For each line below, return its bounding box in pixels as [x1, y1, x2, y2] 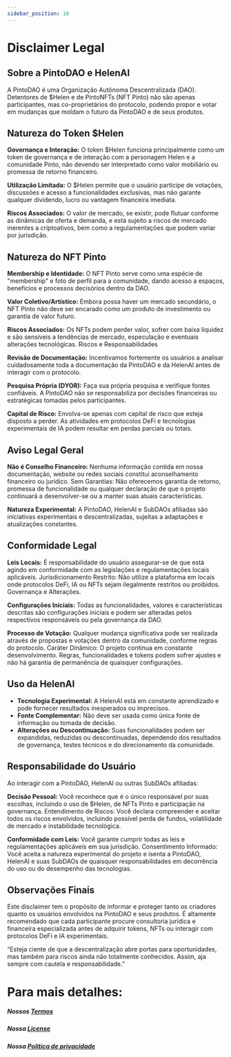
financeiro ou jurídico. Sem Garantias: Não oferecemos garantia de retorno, [7, 477, 221, 486]
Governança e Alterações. [7, 587, 81, 595]
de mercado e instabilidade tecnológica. [7, 822, 121, 830]
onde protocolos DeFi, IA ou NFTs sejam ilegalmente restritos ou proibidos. [7, 580, 221, 589]
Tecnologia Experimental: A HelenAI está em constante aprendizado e [17, 696, 219, 704]
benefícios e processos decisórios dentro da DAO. [7, 284, 150, 293]
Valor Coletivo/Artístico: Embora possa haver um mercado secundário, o [7, 297, 217, 306]
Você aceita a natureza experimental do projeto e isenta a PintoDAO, [7, 849, 201, 858]
